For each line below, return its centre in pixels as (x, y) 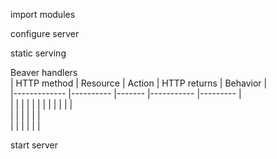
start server (34, 145)
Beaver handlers (44, 72)
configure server (45, 33)
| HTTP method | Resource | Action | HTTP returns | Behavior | (139, 83)
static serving (38, 53)
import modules (43, 14)
